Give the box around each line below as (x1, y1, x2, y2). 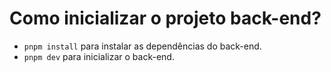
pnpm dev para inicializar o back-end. (23, 50, 175, 62)
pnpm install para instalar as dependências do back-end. (23, 40, 262, 52)
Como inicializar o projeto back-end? (9, 7, 322, 30)
